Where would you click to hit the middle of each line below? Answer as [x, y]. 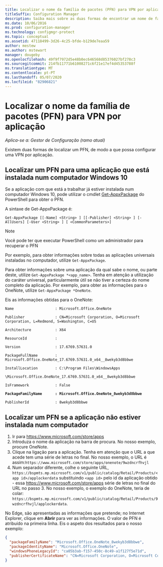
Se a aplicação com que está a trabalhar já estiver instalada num [70, 189]
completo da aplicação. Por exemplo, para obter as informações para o [76, 285]
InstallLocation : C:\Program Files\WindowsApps [63, 368]
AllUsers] [15, 222]
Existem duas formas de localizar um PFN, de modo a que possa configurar [81, 149]
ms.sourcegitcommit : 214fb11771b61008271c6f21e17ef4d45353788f [70, 64]
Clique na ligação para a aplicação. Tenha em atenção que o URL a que [83, 452]
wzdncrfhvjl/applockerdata [39, 504]
